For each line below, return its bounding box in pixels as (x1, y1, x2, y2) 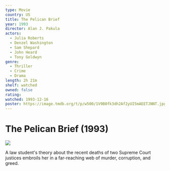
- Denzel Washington (10, 40, 53, 46)
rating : (5, 92, 22, 97)
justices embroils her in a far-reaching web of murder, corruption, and (5, 155, 151, 161)
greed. (5, 160, 19, 166)
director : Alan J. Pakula (5, 26, 60, 31)
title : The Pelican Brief (5, 17, 60, 22)
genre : (5, 59, 19, 64)
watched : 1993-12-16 (5, 97, 49, 102)
